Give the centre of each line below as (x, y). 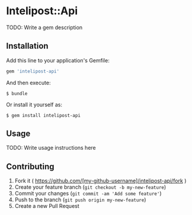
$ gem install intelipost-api (44, 115)
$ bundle (17, 93)
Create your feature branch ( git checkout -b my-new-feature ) (90, 187)
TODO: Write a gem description (44, 27)
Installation (27, 46)
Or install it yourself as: (34, 105)
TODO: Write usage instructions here (51, 148)
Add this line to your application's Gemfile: (58, 60)
